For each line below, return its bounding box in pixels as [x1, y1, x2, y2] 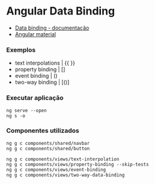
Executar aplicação [6, 94, 64, 102]
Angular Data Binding [6, 4, 115, 18]
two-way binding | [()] [14, 78, 70, 86]
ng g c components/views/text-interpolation [6, 156, 120, 162]
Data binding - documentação [14, 24, 90, 31]
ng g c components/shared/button [6, 145, 90, 151]
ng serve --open [6, 107, 47, 113]
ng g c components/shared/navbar [6, 140, 90, 146]
